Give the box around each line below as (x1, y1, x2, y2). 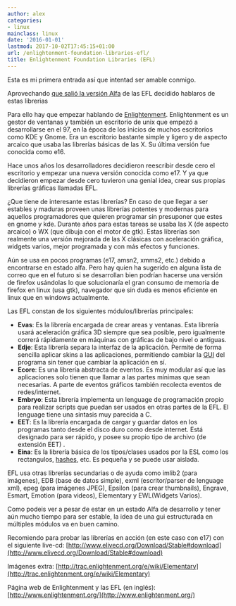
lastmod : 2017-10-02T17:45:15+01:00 (7, 43, 115, 50)
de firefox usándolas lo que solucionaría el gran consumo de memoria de (7, 278, 220, 286)
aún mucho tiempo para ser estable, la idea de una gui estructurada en (7, 512, 213, 521)
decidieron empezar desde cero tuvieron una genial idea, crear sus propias (7, 176, 225, 184)
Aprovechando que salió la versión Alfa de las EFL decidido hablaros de (7, 89, 216, 97)
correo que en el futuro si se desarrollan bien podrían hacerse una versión (7, 270, 223, 279)
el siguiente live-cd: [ (7, 541, 69, 549)
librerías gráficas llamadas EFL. (7, 184, 99, 192)
